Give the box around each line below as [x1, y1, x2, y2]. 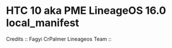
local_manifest [6, 16, 80, 29]
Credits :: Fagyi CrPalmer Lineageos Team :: [6, 35, 112, 42]
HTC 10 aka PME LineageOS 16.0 [6, 4, 166, 17]
